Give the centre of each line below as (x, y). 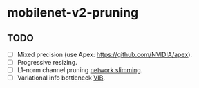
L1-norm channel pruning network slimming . (80, 70)
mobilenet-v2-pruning (73, 13)
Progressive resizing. (47, 63)
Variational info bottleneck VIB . (61, 78)
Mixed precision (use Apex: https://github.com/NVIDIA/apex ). (104, 54)
